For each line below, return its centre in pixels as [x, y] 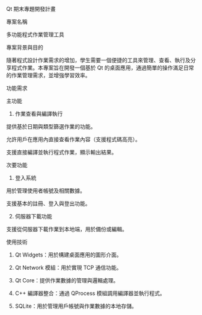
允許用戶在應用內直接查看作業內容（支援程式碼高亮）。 [73, 139]
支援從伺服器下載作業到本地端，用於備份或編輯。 [67, 229]
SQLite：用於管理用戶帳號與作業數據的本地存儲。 [76, 306]
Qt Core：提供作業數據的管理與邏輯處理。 [67, 280]
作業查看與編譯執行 [39, 114]
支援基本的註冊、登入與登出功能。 [48, 203]
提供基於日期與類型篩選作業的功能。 [51, 126]
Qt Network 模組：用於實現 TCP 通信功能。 [68, 268]
